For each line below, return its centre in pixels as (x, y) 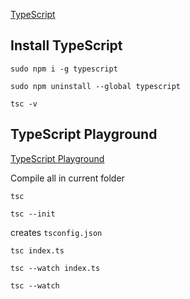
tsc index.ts (37, 250)
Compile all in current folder (67, 178)
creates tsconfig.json (56, 232)
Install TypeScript (66, 45)
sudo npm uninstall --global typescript (96, 86)
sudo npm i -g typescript (64, 69)
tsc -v (24, 104)
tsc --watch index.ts (55, 268)
